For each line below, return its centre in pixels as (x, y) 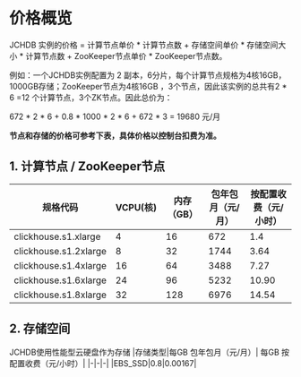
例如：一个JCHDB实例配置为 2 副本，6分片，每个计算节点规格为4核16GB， (148, 75)
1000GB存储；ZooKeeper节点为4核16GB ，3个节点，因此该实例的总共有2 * (148, 86)
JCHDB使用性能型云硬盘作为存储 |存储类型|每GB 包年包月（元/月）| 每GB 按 (149, 352)
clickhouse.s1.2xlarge (60, 251)
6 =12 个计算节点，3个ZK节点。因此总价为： (91, 97)
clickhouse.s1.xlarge (57, 236)
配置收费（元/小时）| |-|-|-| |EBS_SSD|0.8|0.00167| (103, 363)
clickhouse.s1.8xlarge (60, 295)
